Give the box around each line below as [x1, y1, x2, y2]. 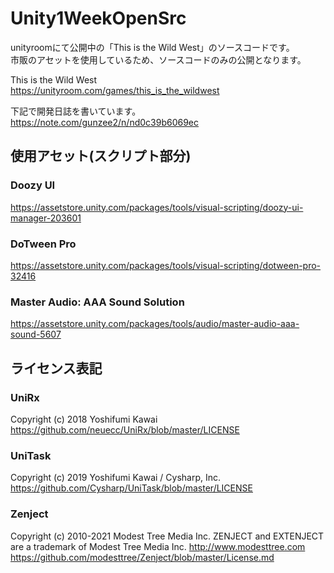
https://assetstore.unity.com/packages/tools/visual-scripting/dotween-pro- [10, 259, 322, 271]
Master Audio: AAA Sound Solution [10, 295, 185, 309]
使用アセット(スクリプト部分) [10, 148, 192, 165]
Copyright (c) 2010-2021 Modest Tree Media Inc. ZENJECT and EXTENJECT [10, 530, 325, 542]
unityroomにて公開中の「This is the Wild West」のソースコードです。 [10, 41, 295, 53]
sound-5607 [10, 328, 62, 341]
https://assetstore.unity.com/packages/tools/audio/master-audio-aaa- [10, 318, 300, 330]
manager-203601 [10, 212, 82, 224]
